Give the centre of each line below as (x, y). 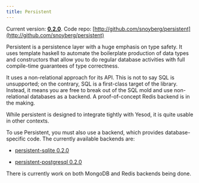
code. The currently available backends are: (81, 139)
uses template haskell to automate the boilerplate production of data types (97, 53)
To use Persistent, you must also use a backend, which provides (85, 132)
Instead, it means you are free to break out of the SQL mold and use (89, 90)
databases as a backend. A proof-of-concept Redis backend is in (110, 96)
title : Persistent (29, 12)
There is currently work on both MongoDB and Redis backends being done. (99, 173)
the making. (21, 103)
